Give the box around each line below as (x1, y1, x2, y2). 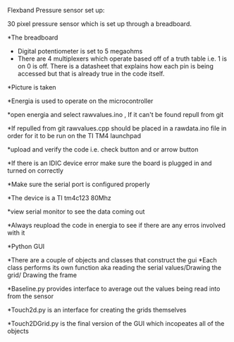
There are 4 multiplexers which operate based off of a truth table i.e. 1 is (17, 54, 228, 63)
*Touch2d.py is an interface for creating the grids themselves (7, 306, 187, 314)
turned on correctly (7, 166, 63, 175)
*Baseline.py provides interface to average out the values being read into (7, 285, 221, 293)
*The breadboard (7, 33, 58, 42)
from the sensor (7, 292, 54, 300)
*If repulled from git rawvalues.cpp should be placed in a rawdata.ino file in (7, 124, 227, 133)
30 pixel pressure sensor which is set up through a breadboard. (7, 20, 192, 28)
